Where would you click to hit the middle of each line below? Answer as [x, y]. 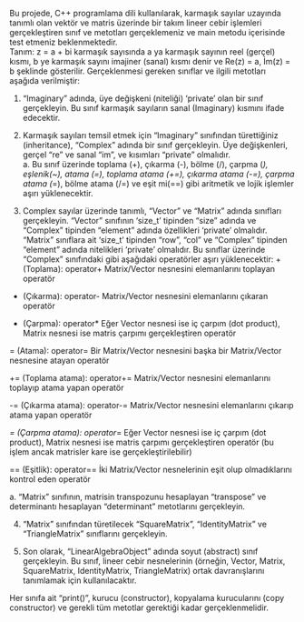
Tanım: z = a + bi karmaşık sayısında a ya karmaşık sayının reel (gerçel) [142, 52]
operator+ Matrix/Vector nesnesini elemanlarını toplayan [170, 269]
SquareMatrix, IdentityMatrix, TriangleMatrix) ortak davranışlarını [143, 571]
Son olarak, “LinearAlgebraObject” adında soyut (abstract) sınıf [140, 551]
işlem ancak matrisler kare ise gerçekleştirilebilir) [101, 452]
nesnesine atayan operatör [59, 360]
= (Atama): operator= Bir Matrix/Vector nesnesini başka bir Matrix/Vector [146, 351]
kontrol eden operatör [50, 479]
